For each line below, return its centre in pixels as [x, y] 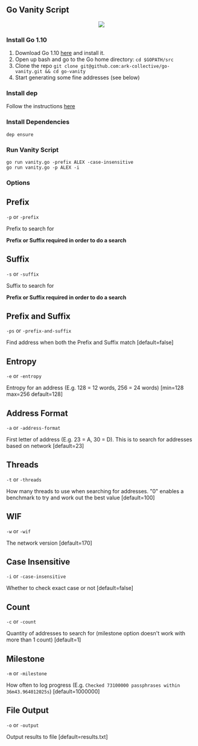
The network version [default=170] [49, 543]
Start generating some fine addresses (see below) [77, 77]
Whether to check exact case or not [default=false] [70, 588]
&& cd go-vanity [65, 72]
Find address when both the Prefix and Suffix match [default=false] [90, 342]
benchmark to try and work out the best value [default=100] [81, 498]
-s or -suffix [23, 274]
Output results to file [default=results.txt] [57, 736]
